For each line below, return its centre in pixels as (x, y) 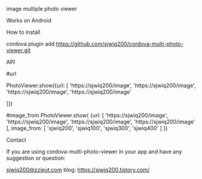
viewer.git (19, 50)
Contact (16, 140)
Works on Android (29, 20)
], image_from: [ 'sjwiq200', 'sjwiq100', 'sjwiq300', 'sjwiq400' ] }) (87, 128)
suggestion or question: (36, 158)
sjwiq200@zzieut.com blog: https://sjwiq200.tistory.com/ (78, 170)
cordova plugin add (31, 44)
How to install (23, 32)
